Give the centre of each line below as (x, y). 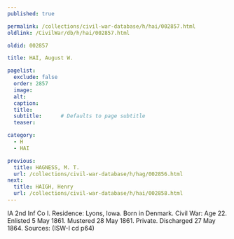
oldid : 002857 (28, 45)
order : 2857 (31, 84)
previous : (22, 161)
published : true (31, 14)
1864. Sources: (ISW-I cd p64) (51, 228)
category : (22, 136)
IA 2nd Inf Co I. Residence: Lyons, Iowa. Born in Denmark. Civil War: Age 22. (117, 213)
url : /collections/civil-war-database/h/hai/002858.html (98, 194)
